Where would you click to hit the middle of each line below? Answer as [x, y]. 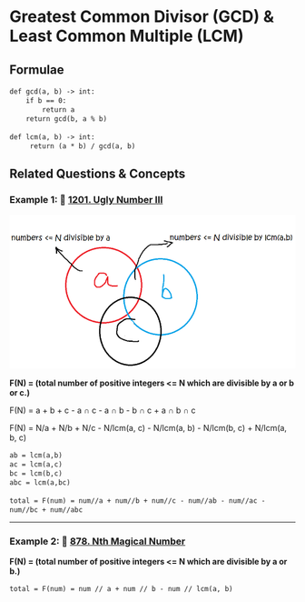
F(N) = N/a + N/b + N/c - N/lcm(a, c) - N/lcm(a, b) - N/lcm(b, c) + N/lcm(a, [148, 428]
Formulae [37, 70]
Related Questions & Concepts [98, 174]
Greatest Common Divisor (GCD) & [142, 17]
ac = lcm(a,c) [36, 465]
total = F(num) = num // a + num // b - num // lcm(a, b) [121, 588]
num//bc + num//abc [46, 510]
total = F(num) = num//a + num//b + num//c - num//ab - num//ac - [138, 501]
